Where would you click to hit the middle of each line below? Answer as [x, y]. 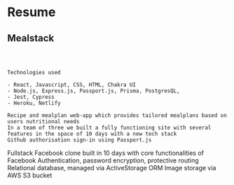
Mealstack [31, 38]
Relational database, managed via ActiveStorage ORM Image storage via [112, 168]
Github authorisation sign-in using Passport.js [80, 140]
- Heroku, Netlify [34, 103]
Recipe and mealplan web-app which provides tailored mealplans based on [117, 116]
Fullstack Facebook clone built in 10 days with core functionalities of [106, 153]
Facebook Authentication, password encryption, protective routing [103, 160]
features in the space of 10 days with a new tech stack [92, 134]
